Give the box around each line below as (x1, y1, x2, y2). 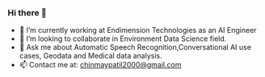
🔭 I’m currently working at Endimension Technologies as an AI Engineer (19, 26, 257, 35)
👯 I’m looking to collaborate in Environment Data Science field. (19, 34, 227, 43)
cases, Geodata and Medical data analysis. (19, 51, 162, 61)
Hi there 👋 (7, 7, 48, 18)
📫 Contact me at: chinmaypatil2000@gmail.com (19, 60, 182, 70)
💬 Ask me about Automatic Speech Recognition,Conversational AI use (19, 43, 252, 52)
